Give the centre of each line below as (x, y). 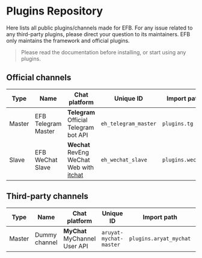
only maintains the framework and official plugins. (68, 40)
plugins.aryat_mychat (160, 238)
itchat (75, 175)
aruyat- (112, 232)
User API (76, 246)
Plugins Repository (55, 11)
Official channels (39, 77)
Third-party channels (47, 196)
